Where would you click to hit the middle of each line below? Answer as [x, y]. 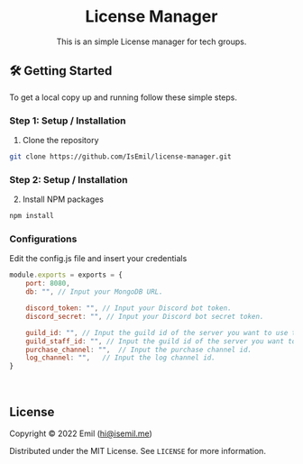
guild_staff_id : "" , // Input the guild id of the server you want [155, 341]
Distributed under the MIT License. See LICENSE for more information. [138, 450]
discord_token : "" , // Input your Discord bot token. [129, 308]
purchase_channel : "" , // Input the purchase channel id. [139, 350]
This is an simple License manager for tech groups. [151, 41]
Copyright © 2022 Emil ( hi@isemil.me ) [81, 433]
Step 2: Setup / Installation [69, 179]
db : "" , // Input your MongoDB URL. [95, 292]
